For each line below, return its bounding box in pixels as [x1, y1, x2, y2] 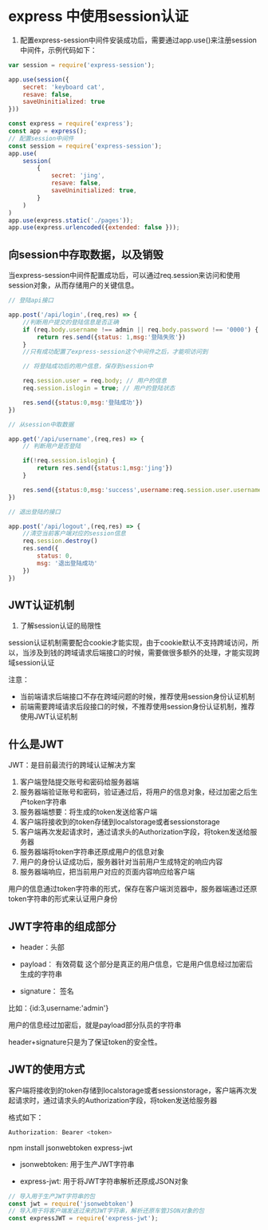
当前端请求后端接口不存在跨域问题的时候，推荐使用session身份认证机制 [19, 692, 255, 701]
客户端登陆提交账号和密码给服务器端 [19, 777, 140, 787]
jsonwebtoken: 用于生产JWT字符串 [19, 1159, 135, 1168]
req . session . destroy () [22, 537, 98, 546]
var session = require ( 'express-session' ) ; [8, 61, 156, 69]
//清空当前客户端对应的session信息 [22, 530, 126, 538]
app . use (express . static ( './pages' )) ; [8, 216, 134, 224]
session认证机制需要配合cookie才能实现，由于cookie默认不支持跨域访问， [8, 638, 253, 648]
